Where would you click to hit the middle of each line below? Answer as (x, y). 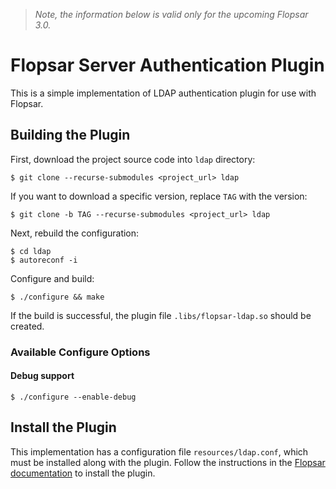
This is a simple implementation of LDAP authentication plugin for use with (163, 93)
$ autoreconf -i (44, 260)
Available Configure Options (80, 352)
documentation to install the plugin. (83, 473)
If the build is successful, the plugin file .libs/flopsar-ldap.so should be (161, 315)
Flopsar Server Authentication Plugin (167, 65)
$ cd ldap (31, 251)
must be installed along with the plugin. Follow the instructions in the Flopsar (168, 462)
